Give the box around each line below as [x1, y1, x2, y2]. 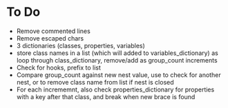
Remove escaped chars [16, 34, 84, 42]
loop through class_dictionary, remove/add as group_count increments [16, 56, 218, 64]
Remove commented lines [16, 27, 91, 35]
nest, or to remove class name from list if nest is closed [16, 78, 174, 86]
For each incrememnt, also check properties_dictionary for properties [16, 85, 215, 94]
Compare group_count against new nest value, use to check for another [16, 70, 222, 79]
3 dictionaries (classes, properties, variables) [16, 41, 146, 50]
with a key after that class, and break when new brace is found [16, 92, 196, 100]
